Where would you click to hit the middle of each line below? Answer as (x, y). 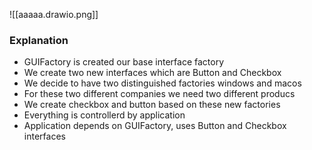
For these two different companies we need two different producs (159, 94)
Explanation (39, 40)
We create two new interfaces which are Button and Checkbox (152, 73)
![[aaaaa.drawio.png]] (54, 14)
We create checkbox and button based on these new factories (152, 105)
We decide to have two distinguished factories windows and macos (162, 83)
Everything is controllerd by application (104, 115)
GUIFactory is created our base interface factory (124, 62)
